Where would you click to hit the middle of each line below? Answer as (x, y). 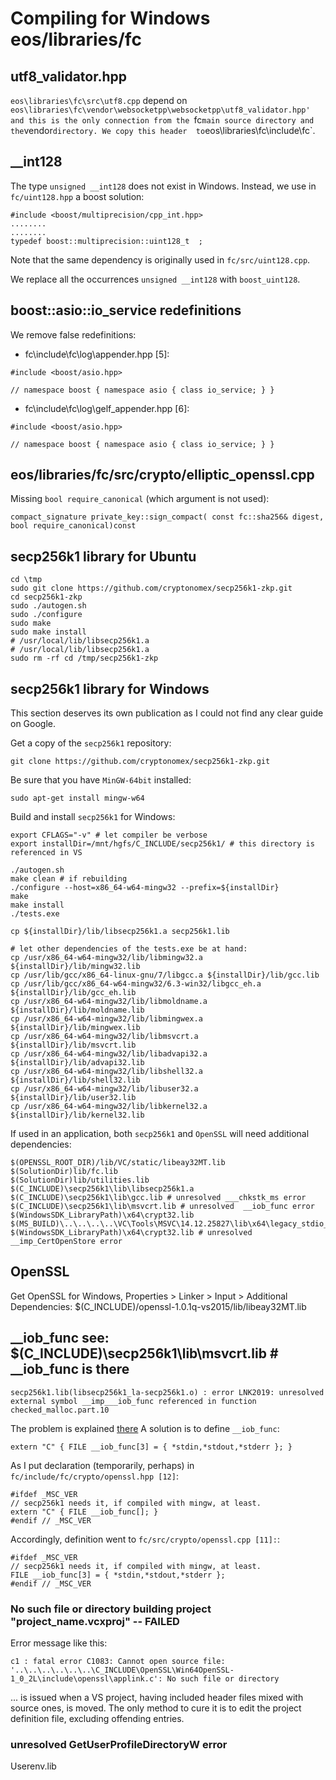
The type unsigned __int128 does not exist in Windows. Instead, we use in (163, 186)
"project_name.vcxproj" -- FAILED (95, 1621)
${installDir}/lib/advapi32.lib (77, 1063)
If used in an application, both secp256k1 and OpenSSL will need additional (160, 1134)
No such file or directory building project (111, 1609)
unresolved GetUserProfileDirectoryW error (119, 1744)
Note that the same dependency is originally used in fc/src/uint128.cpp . (160, 259)
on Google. (33, 724)
